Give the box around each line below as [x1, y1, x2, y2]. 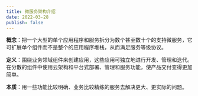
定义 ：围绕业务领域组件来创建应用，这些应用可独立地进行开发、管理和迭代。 [6, 57, 193, 64]
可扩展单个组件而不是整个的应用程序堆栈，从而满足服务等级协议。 [6, 44, 167, 51]
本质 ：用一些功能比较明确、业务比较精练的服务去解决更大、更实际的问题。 [6, 84, 187, 91]
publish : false [6, 19, 44, 25]
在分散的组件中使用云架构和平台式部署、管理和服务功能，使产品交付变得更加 [6, 64, 193, 71]
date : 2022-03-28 [6, 14, 49, 20]
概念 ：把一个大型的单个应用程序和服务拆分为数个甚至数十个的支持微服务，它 [6, 37, 193, 44]
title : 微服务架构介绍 [6, 8, 56, 15]
